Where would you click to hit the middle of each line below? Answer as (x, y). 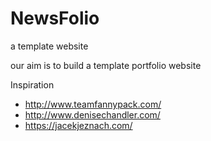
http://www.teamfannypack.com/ (93, 104)
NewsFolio (55, 18)
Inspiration (32, 84)
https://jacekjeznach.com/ (78, 125)
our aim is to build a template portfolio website (106, 65)
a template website (49, 46)
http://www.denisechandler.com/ (92, 114)
